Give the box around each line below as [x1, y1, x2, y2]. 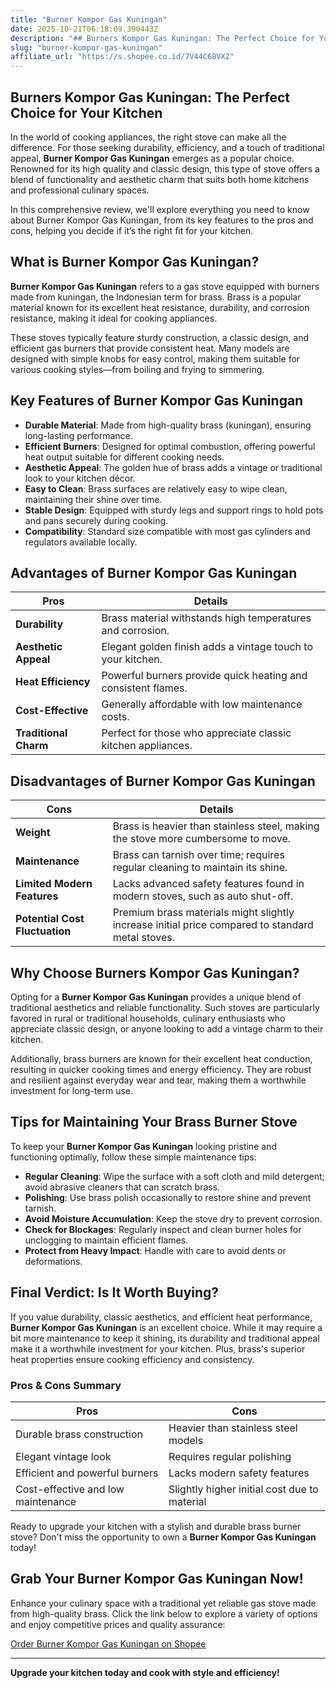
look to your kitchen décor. [24, 472, 136, 484]
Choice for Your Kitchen [10, 104, 163, 121]
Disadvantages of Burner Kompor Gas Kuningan [10, 772, 316, 790]
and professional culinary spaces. [10, 184, 150, 196]
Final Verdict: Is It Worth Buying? [10, 1284, 220, 1301]
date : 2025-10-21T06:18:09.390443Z [10, 24, 159, 34]
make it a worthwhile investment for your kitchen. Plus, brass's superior [10, 1342, 306, 1355]
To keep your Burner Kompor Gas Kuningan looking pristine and [10, 1140, 277, 1152]
